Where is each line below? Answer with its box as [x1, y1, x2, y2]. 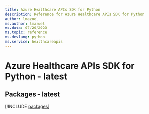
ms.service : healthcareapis [5, 39, 63, 44]
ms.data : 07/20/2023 [5, 26, 48, 30]
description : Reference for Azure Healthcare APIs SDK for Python [5, 12, 145, 17]
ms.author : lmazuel [5, 21, 45, 26]
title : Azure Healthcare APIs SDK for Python [5, 7, 100, 12]
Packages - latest [5, 90, 60, 99]
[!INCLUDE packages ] [5, 103, 50, 109]
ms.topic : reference [5, 30, 48, 35]
